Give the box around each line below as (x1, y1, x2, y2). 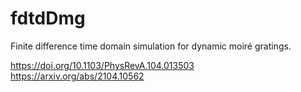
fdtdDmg (10, 7, 86, 30)
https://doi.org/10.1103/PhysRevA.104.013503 (10, 59, 195, 71)
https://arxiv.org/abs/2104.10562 (10, 70, 145, 82)
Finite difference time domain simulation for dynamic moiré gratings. (10, 40, 292, 52)
